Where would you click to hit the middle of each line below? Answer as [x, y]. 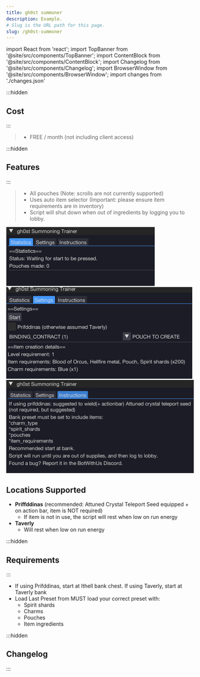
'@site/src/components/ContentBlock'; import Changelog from [83, 62]
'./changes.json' [26, 81]
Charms [33, 611]
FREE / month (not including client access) [82, 137]
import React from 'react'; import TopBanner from [67, 49]
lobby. [37, 218]
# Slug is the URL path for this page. [56, 25]
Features [23, 167]
